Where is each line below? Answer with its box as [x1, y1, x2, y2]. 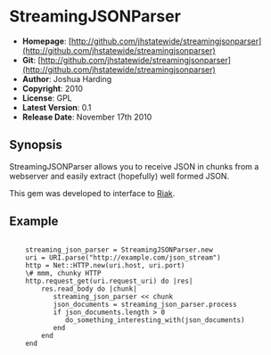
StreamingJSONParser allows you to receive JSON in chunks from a [9, 161, 259, 171]
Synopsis [9, 137, 62, 153]
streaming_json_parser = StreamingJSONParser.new [25, 245, 214, 254]
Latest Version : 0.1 [21, 102, 92, 112]
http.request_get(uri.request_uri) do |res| [25, 277, 193, 285]
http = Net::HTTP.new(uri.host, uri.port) [25, 260, 185, 269]
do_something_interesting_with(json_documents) [65, 315, 245, 325]
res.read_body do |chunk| [41, 284, 138, 293]
